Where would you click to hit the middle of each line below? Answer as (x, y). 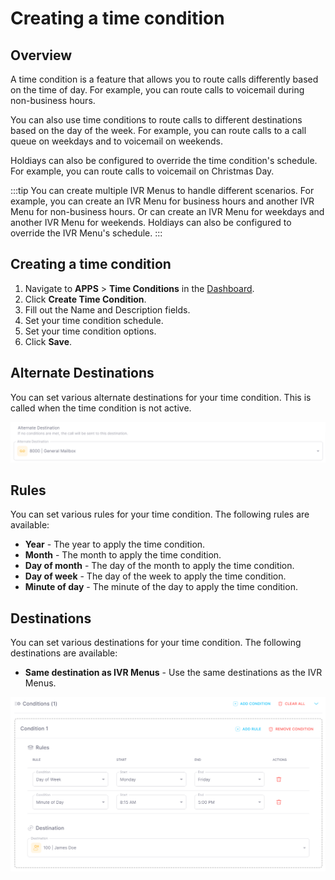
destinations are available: (64, 653)
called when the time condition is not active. (101, 408)
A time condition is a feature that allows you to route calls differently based (164, 79)
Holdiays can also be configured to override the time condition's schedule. (164, 160)
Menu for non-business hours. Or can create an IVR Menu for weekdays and (167, 211)
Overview (41, 55)
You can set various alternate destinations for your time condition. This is (161, 397)
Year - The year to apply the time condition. (115, 544)
